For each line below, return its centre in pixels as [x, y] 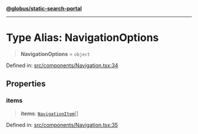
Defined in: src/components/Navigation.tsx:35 [62, 125]
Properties [26, 84]
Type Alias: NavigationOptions [82, 38]
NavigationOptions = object [55, 54]
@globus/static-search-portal [44, 9]
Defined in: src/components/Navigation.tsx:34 [62, 65]
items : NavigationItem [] [49, 113]
